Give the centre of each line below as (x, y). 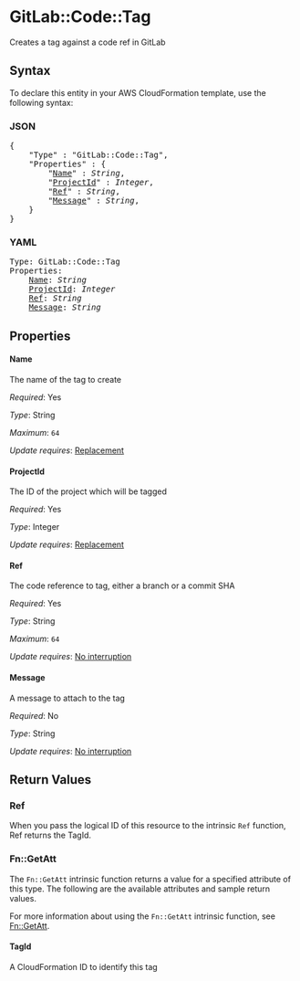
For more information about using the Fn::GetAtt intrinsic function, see (143, 916)
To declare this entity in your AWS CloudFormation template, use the (138, 92)
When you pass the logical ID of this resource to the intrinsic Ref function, (148, 826)
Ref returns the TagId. (51, 835)
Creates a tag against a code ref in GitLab (88, 42)
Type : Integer (35, 527)
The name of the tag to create (65, 379)
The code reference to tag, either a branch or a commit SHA (122, 585)
